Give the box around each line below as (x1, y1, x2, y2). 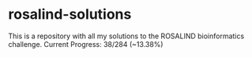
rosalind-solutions (8, 5, 132, 23)
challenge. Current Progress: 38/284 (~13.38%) (8, 39, 164, 48)
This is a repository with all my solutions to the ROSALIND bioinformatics (8, 31, 245, 41)
